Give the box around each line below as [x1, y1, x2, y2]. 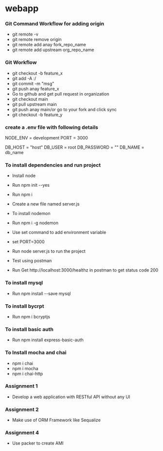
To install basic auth [5, 326, 54, 333]
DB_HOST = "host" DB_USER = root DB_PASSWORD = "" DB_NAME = [5, 144, 145, 150]
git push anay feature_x [12, 86, 59, 92]
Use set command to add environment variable [12, 230, 106, 235]
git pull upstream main [12, 101, 57, 107]
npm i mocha [12, 365, 38, 371]
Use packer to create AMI [12, 440, 64, 446]
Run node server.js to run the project [12, 248, 86, 254]
